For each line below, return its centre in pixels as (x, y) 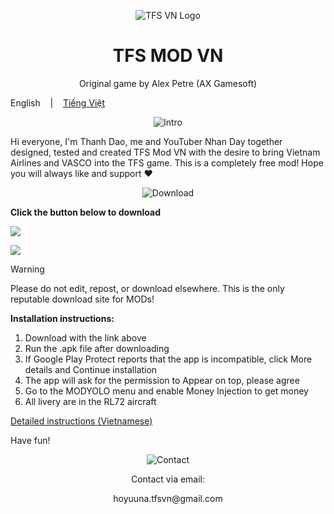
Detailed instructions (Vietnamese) (81, 421)
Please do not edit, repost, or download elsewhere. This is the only (147, 288)
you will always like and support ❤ (81, 173)
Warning (27, 269)
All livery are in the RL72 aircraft (90, 401)
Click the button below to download (86, 212)
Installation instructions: (62, 318)
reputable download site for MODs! (82, 299)
